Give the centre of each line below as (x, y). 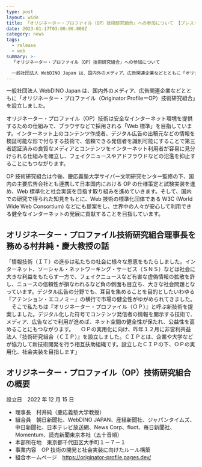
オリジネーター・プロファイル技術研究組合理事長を (101, 235)
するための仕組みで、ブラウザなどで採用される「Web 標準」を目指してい (97, 126)
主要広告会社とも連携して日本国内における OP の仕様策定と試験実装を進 (106, 184)
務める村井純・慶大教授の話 (58, 246)
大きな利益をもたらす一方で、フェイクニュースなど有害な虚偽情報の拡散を (98, 276)
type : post (20, 12)
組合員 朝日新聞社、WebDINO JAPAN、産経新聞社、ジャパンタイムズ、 (105, 420)
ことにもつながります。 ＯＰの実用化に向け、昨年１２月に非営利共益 (104, 329)
